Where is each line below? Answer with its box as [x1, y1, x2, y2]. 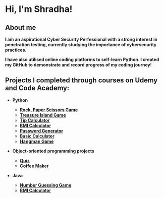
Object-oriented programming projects [12, 148, 95, 154]
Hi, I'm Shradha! [5, 3, 73, 15]
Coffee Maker [19, 163, 49, 169]
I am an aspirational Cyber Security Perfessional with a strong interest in [5, 36, 158, 42]
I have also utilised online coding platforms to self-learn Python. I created [5, 57, 160, 63]
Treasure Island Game [19, 112, 66, 118]
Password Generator [19, 128, 63, 133]
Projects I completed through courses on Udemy [5, 76, 158, 85]
